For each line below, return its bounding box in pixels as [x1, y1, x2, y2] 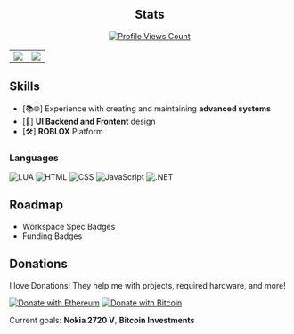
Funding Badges [21, 231, 83, 241]
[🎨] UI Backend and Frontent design [21, 116, 156, 126]
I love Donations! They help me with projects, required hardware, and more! [9, 280, 287, 290]
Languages [9, 151, 60, 164]
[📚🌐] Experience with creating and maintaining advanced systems [21, 102, 272, 114]
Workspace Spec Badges [21, 221, 116, 232]
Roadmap [9, 198, 64, 213]
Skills [9, 79, 40, 94]
